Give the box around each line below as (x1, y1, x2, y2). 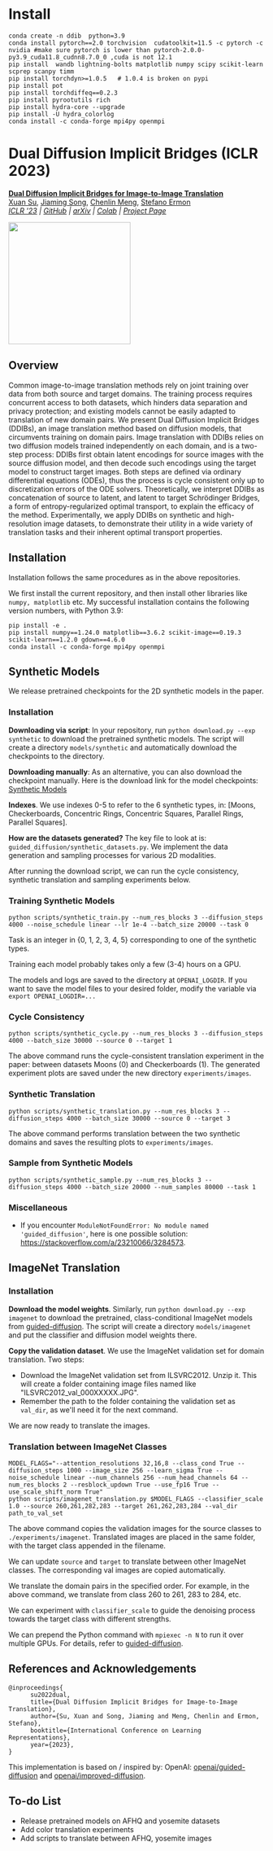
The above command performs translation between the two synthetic (8, 1128, 240, 1138)
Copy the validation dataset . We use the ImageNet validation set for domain (8, 1346, 265, 1355)
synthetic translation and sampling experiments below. (8, 874, 191, 884)
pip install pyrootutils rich (8, 95, 111, 104)
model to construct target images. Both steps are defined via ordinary (8, 466, 242, 476)
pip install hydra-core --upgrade (8, 103, 126, 111)
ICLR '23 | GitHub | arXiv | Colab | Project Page (8, 205, 167, 216)
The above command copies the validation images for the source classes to (8, 1524, 262, 1534)
